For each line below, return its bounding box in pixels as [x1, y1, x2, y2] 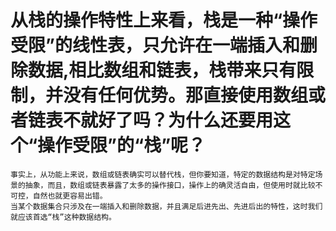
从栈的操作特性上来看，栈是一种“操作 [10, 9, 318, 32]
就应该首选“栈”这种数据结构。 [10, 212, 117, 222]
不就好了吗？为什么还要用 [63, 109, 274, 132]
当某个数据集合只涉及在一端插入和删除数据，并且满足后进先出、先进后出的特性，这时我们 [10, 201, 323, 211]
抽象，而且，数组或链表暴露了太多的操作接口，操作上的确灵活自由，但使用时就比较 [24, 180, 316, 190]
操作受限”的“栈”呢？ [37, 134, 207, 157]
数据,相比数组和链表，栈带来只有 [28, 59, 297, 82]
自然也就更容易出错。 [32, 191, 108, 201]
